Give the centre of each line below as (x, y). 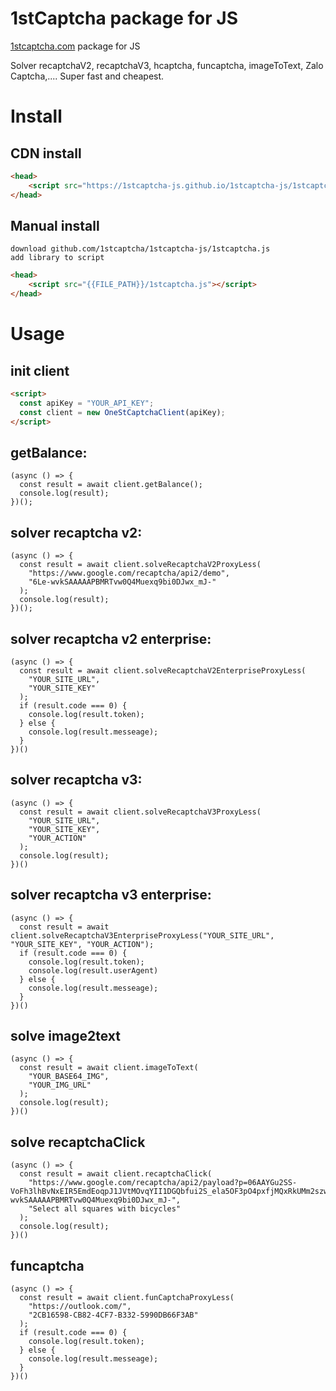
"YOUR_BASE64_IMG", (69, 1077)
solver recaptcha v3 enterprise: (111, 895)
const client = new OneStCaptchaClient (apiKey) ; (122, 412)
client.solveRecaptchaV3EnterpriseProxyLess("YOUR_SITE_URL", (142, 935)
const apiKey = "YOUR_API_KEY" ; (87, 403)
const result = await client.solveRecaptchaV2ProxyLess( (140, 565)
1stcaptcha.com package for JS (75, 46)
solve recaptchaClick (78, 1142)
